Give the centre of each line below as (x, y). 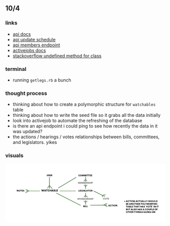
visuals (15, 156)
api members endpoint (36, 45)
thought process (26, 93)
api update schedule (34, 39)
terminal (16, 69)
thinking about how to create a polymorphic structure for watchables (84, 105)
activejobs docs (29, 50)
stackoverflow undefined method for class (57, 56)
